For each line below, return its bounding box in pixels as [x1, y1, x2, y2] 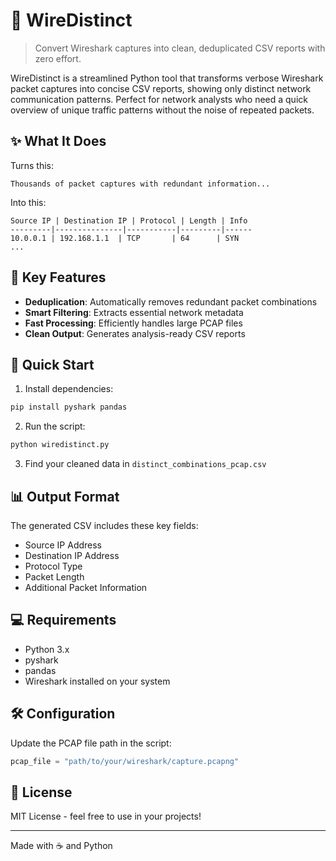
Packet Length [24, 570, 85, 583]
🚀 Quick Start [10, 356, 95, 373]
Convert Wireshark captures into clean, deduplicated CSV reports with [34, 42, 326, 54]
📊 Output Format [10, 488, 120, 505]
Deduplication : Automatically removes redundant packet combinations [24, 295, 318, 308]
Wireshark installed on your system [24, 675, 171, 687]
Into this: [10, 196, 47, 208]
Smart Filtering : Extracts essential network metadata [24, 306, 244, 318]
